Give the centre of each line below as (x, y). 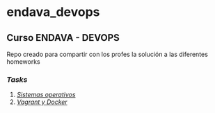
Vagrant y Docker (42, 102)
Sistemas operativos (46, 95)
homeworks (24, 62)
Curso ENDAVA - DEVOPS (63, 38)
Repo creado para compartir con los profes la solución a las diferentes (107, 54)
